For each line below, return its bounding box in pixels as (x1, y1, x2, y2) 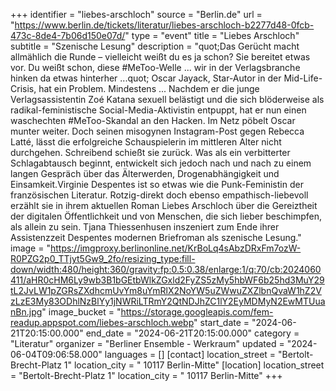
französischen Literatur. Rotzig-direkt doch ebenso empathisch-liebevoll (10, 189, 309, 201)
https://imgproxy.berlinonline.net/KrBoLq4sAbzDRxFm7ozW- (49, 242, 302, 254)
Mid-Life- (283, 72, 323, 84)
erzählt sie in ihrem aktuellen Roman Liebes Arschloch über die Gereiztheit (10, 200, 318, 211)
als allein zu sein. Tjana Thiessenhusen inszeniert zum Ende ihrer (10, 221, 280, 233)
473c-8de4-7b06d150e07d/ (10, 30, 126, 41)
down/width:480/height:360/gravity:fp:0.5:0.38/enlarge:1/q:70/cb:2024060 (10, 264, 322, 275)
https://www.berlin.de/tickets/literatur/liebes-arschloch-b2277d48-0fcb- (14, 19, 315, 31)
